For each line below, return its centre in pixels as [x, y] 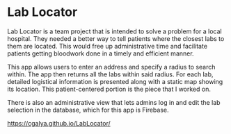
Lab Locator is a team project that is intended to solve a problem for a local [114, 31]
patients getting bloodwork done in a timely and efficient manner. [101, 53]
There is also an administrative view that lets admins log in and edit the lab [114, 102]
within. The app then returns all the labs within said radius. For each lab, [110, 74]
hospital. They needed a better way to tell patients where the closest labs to [116, 38]
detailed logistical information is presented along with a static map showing [115, 81]
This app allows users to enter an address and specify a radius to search [111, 67]
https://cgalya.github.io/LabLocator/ [59, 123]
